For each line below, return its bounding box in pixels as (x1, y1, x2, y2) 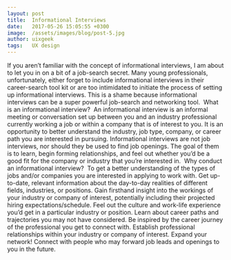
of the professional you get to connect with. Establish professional (7, 223, 195, 231)
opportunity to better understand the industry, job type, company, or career (7, 127, 222, 136)
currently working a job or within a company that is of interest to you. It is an (7, 120, 224, 128)
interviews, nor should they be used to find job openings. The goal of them (7, 142, 219, 150)
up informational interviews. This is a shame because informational (7, 91, 198, 99)
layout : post (7, 10, 45, 17)
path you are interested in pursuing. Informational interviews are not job (7, 135, 211, 142)
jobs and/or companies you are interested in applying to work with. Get (7, 171, 209, 180)
